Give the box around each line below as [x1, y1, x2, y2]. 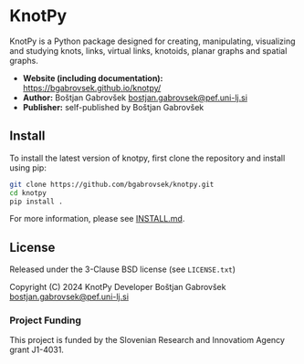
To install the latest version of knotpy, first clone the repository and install [9, 152, 286, 163]
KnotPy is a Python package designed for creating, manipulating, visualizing [9, 36, 296, 47]
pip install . [9, 197, 64, 206]
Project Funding [9, 314, 82, 327]
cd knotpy [9, 188, 47, 197]
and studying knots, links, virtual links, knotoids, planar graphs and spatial [9, 45, 288, 56]
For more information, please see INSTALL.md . [9, 213, 185, 224]
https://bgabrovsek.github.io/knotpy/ [22, 82, 162, 93]
